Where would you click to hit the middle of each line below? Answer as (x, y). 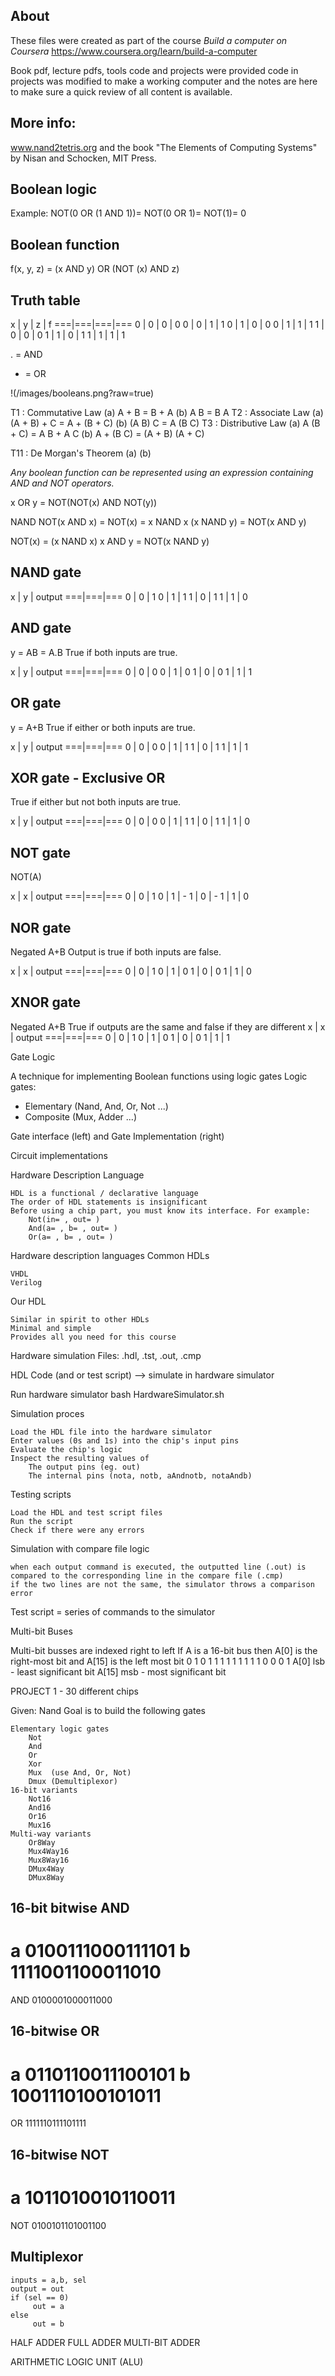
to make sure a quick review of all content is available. (121, 91)
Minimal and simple (51, 1328)
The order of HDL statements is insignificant (109, 1202)
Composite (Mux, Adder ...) (80, 1116)
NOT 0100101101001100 (58, 2225)
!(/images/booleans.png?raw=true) (82, 393)
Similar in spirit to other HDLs (80, 1319)
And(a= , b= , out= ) (73, 1228)
